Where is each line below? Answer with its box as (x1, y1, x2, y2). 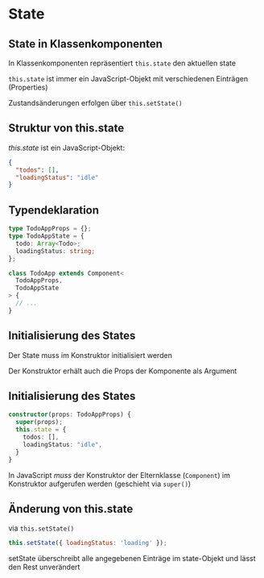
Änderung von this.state (8, 501, 134, 516)
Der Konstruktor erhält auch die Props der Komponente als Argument (8, 366, 237, 376)
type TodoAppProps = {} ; (8, 225, 92, 233)
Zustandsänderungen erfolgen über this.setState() (8, 98, 183, 107)
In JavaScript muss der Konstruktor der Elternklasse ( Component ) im (8, 470, 231, 480)
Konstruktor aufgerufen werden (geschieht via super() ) (8, 479, 192, 489)
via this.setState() (8, 523, 75, 533)
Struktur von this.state (8, 122, 125, 135)
